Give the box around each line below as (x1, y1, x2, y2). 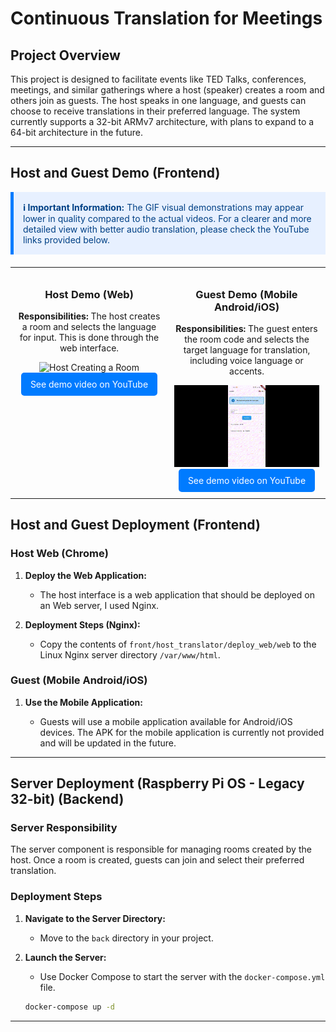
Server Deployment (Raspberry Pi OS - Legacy (10, 775, 305, 792)
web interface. (59, 342, 120, 354)
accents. (229, 365, 265, 377)
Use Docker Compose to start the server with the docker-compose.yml (39, 970, 326, 982)
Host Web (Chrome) (10, 547, 109, 561)
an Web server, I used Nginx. (39, 599, 160, 611)
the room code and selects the (184, 333, 310, 346)
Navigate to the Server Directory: (24, 912, 166, 924)
